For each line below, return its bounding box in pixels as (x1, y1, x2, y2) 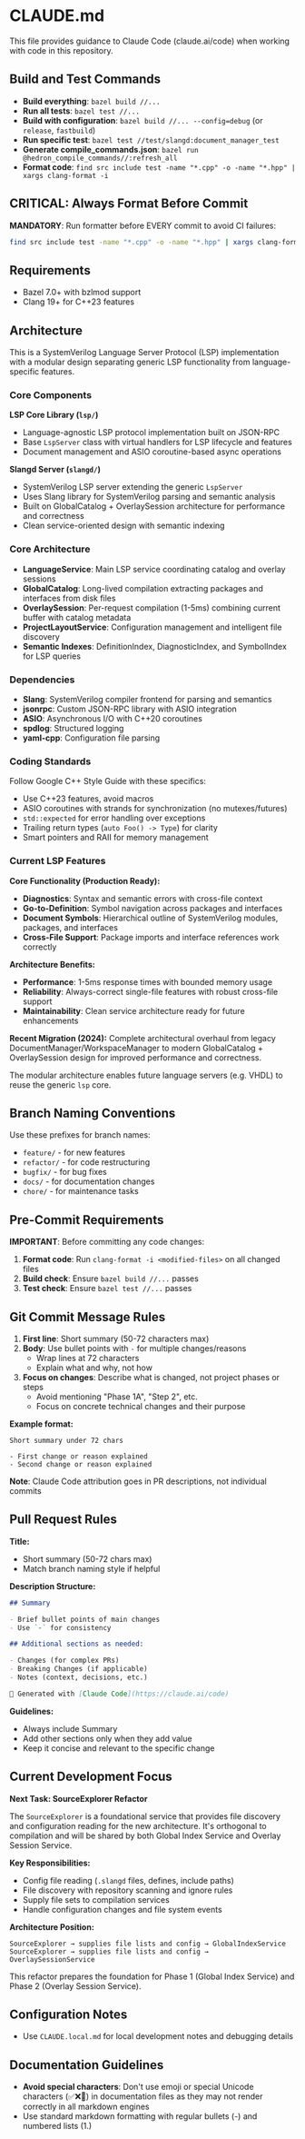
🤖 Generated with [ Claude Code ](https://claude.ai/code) (9, 1689, 230, 1698)
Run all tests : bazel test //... (22, 105, 141, 116)
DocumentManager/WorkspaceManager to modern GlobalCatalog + (9, 1042, 263, 1053)
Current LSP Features (9, 855, 106, 868)
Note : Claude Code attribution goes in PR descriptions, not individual (9, 1476, 268, 1487)
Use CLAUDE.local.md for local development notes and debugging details (22, 2031, 293, 2042)
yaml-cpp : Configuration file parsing (22, 732, 161, 743)
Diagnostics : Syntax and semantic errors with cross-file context (22, 892, 263, 904)
